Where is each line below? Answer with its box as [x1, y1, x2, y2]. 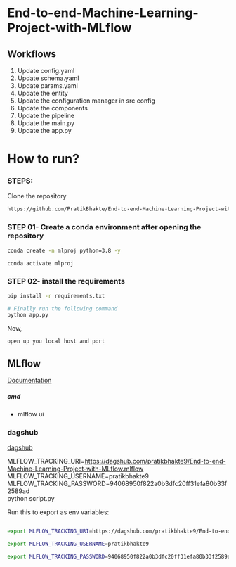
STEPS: [7, 176, 34, 186]
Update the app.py [17, 127, 72, 134]
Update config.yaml [17, 67, 75, 75]
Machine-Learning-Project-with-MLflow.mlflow [7, 464, 144, 473]
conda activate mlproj [7, 260, 74, 267]
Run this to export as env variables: [7, 508, 110, 516]
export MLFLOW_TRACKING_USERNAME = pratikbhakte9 [7, 540, 150, 548]
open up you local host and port [7, 338, 105, 345]
